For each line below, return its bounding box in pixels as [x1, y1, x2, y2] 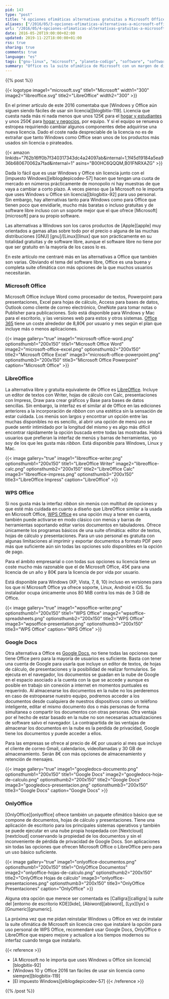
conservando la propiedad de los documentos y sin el [30, 833, 142, 839]
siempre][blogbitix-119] [12, 973, 60, 979]
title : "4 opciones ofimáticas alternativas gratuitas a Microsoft [5, 17, 150, 22]
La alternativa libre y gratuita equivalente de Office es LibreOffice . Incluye [5, 386, 158, 392]
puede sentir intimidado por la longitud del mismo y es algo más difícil [5, 424, 150, 430]
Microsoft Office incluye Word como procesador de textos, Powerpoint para [5, 294, 162, 300]
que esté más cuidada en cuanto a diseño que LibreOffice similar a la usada [5, 506, 162, 512]
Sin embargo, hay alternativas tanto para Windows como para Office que [5, 197, 156, 203]
